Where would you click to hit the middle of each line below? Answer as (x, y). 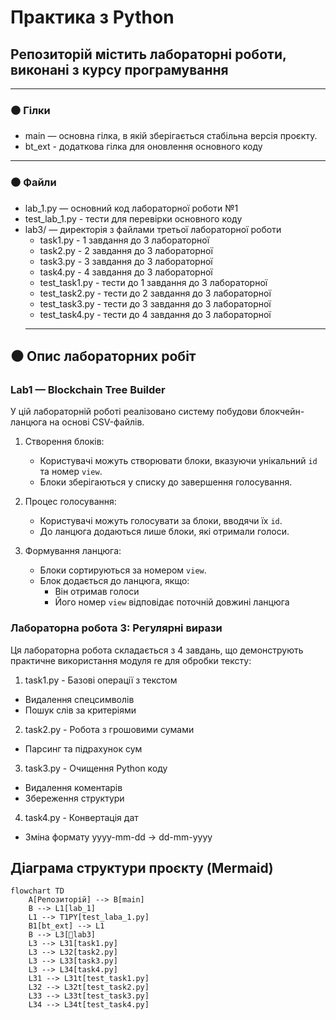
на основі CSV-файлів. (97, 422)
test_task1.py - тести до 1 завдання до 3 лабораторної (153, 282)
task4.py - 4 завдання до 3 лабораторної (126, 272)
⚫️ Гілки (30, 110)
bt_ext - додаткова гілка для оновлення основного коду (143, 147)
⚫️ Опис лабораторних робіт (103, 356)
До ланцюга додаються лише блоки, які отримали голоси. (164, 532)
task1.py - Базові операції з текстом (101, 680)
